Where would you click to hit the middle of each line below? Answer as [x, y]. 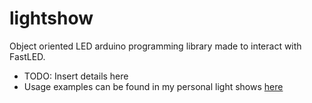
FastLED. [27, 56]
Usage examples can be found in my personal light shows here [153, 86]
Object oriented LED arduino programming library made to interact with [155, 46]
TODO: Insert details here [76, 76]
